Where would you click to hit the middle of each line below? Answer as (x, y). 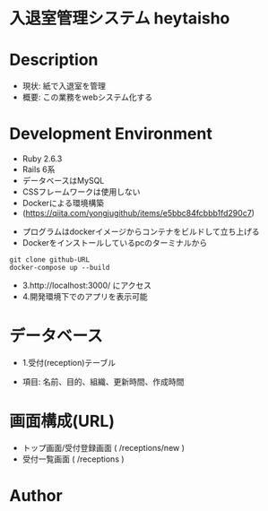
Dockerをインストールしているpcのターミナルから (115, 243)
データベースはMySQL (63, 181)
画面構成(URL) (62, 421)
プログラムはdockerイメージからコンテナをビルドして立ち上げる (141, 232)
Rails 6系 (39, 169)
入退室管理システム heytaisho (120, 18)
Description (54, 60)
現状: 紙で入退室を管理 (64, 86)
